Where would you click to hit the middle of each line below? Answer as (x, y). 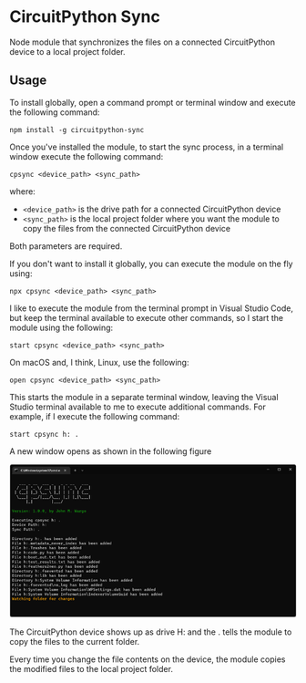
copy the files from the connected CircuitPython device (126, 228)
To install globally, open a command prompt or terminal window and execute (153, 102)
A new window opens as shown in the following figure (111, 451)
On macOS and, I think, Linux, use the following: (99, 362)
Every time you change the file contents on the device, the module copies (148, 659)
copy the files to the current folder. (75, 642)
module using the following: (61, 327)
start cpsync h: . (44, 434)
